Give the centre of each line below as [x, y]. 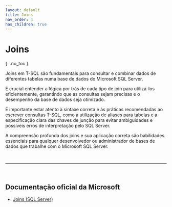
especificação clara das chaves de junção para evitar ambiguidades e [79, 120]
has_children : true [26, 24]
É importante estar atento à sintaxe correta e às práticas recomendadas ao [84, 110]
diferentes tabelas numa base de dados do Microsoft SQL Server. [74, 79]
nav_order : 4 [19, 19]
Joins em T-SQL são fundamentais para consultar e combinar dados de [81, 73]
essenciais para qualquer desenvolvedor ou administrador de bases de [80, 141]
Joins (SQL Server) [33, 199]
